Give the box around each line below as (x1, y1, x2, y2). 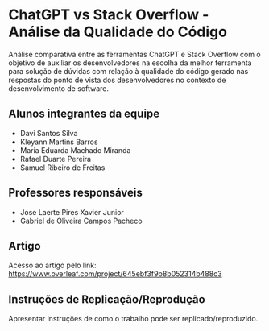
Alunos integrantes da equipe (8, 107, 160, 121)
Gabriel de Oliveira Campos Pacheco (19, 216, 143, 225)
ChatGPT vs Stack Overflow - (8, 6, 209, 24)
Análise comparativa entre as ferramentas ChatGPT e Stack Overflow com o (8, 49, 261, 59)
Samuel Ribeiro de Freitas (19, 163, 106, 172)
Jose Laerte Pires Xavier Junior (19, 207, 125, 217)
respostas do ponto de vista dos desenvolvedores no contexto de (8, 75, 226, 85)
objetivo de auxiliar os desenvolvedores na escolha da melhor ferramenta (8, 58, 252, 68)
